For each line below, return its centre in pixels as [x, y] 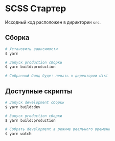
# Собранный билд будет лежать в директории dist [57, 76]
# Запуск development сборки [35, 102]
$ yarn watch [18, 134]
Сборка [17, 38]
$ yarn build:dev [23, 107]
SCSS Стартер [35, 9]
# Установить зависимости [31, 49]
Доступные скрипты [39, 91]
